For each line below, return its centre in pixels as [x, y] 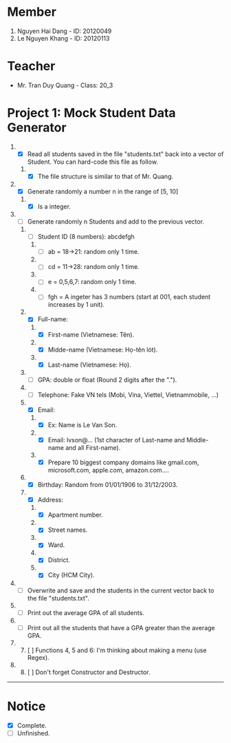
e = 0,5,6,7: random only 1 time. [92, 282]
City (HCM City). [71, 575]
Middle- [198, 440]
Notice [26, 706]
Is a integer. [54, 206]
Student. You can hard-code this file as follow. [92, 162]
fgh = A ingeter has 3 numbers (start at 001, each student [129, 297]
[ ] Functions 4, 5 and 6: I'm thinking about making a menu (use [117, 650]
